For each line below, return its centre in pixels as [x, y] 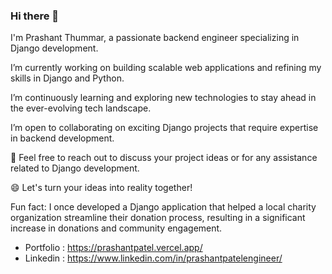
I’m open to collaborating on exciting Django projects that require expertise [164, 128]
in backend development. [62, 138]
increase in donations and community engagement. [116, 228]
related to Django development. [75, 168]
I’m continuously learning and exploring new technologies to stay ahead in [163, 98]
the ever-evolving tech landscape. [81, 108]
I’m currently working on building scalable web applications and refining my [166, 68]
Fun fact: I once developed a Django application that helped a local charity [163, 207]
